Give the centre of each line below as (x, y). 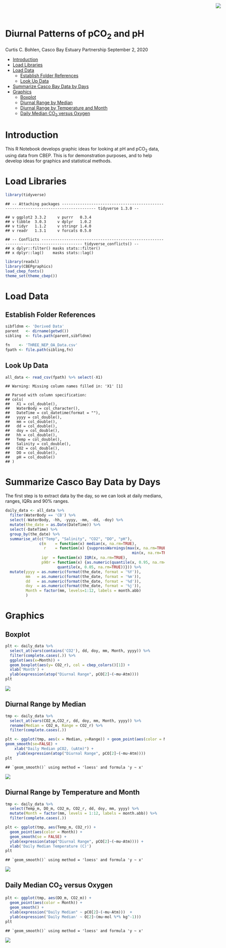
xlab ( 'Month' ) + (27, 670)
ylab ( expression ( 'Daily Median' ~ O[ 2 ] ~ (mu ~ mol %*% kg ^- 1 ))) (76, 917)
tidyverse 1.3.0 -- (118, 208)
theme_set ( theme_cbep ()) (31, 276)
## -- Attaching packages (32, 204)
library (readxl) (22, 262)
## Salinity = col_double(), (38, 444)
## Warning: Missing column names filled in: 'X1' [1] (64, 386)
